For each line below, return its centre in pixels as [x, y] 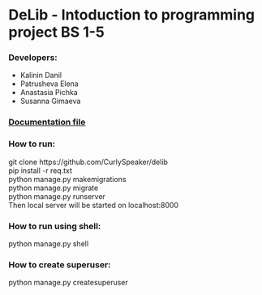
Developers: [33, 58]
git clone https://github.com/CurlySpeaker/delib [88, 162]
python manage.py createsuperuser [68, 283]
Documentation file [47, 122]
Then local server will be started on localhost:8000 [94, 205]
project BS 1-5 [57, 32]
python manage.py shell [49, 244]
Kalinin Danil [41, 76]
